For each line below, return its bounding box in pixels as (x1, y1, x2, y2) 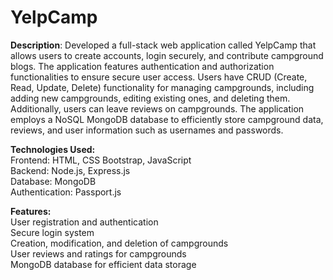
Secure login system (10, 226, 95, 238)
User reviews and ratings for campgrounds (10, 247, 187, 260)
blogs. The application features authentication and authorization (10, 60, 275, 72)
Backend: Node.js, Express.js (10, 164, 131, 176)
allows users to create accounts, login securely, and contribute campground (10, 49, 324, 61)
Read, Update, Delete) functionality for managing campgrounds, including (10, 81, 315, 93)
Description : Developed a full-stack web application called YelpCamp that (10, 39, 317, 51)
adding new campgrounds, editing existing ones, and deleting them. (10, 92, 291, 104)
